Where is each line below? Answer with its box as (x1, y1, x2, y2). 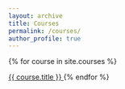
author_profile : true (8, 34, 81, 43)
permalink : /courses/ (8, 27, 81, 35)
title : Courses (8, 19, 60, 28)
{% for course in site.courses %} (8, 57, 118, 66)
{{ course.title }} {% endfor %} (8, 72, 110, 82)
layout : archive (8, 11, 63, 20)
